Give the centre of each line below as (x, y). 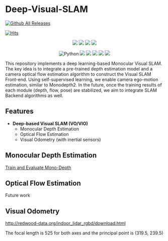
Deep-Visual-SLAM (47, 9)
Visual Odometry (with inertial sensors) (61, 139)
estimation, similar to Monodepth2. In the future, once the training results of (83, 85)
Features (19, 111)
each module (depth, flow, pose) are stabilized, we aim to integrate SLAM (81, 90)
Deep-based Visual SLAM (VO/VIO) (50, 123)
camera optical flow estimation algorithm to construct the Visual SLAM (78, 74)
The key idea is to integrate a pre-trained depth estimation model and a (79, 68)
